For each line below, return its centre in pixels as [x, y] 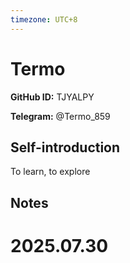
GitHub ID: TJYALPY [52, 97]
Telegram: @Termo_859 [60, 116]
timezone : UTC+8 [44, 19]
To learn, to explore [50, 172]
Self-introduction [65, 147]
